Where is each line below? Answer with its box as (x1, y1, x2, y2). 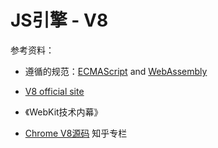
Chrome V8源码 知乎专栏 (24, 127, 128, 139)
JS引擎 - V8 (10, 9, 109, 32)
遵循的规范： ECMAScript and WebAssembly (24, 65, 208, 77)
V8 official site (24, 85, 85, 97)
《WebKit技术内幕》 (24, 106, 103, 118)
